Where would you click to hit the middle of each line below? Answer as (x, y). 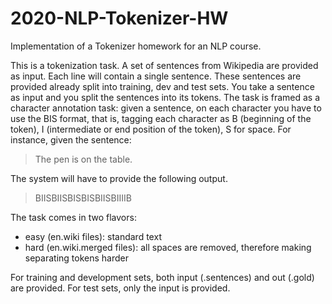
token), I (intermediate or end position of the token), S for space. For (151, 129)
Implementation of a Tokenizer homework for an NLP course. (136, 46)
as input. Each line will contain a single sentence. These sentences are (156, 76)
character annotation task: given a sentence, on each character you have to (166, 108)
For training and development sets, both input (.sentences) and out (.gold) (162, 277)
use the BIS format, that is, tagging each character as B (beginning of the (161, 118)
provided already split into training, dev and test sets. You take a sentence (162, 86)
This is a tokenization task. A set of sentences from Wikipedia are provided (164, 65)
